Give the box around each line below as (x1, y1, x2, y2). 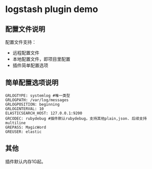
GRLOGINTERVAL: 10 (5, 106, 44, 111)
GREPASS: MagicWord (5, 125, 46, 130)
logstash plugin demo (5, 4, 98, 15)
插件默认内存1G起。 (5, 158, 46, 164)
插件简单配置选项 (12, 62, 48, 68)
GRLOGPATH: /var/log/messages (5, 97, 69, 103)
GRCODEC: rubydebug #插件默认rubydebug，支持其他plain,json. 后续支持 (5, 116, 147, 121)
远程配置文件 (12, 50, 39, 56)
